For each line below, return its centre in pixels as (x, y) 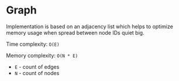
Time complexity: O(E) (33, 44)
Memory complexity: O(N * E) (42, 55)
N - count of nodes (37, 73)
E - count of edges (37, 67)
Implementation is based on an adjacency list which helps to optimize (90, 26)
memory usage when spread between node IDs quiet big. (75, 32)
